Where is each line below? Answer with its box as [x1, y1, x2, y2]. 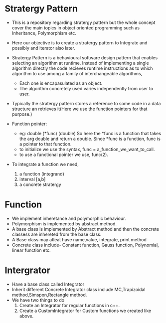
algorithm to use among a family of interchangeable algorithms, [11, 70, 143, 76]
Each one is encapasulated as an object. [19, 80, 103, 86]
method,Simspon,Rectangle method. [11, 292, 87, 298]
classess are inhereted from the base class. [11, 231, 102, 237]
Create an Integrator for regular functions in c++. [19, 302, 120, 308]
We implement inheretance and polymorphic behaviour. [11, 215, 126, 221]
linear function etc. [11, 247, 51, 253]
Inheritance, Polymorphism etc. [11, 30, 77, 36]
